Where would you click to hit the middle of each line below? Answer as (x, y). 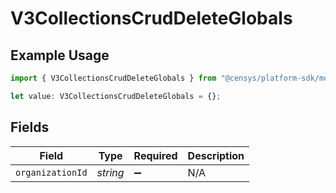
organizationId (51, 172)
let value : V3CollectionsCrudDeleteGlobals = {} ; (116, 96)
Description (216, 155)
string (110, 172)
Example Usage (60, 55)
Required (155, 155)
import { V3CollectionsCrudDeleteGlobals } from (113, 78)
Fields (30, 127)
